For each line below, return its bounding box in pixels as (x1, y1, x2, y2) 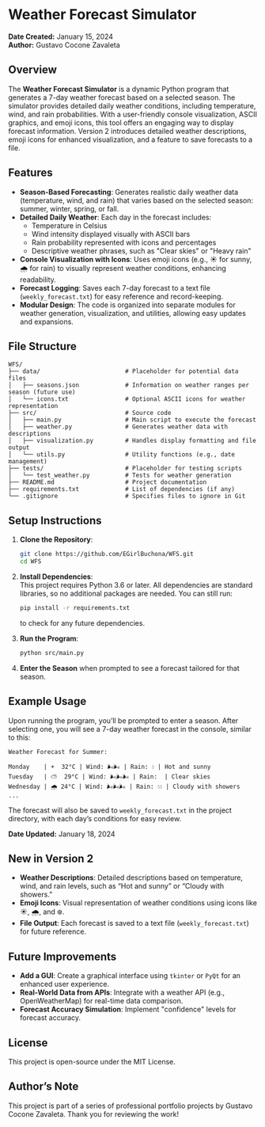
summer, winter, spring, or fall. (19, 204, 119, 213)
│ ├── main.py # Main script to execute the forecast (8, 416, 257, 425)
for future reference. (19, 927, 87, 936)
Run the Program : (19, 634, 79, 643)
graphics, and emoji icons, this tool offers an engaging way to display (8, 117, 234, 128)
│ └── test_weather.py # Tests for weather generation (8, 471, 232, 480)
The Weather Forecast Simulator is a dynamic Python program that (8, 84, 229, 93)
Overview (8, 63, 58, 77)
